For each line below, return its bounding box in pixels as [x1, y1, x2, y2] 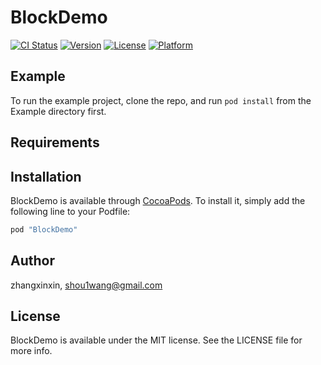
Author [10, 252, 55, 270]
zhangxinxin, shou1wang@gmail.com [10, 279, 163, 291]
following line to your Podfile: [10, 205, 131, 217]
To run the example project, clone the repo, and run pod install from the [10, 94, 312, 106]
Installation [10, 168, 82, 185]
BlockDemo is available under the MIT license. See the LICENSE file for [10, 334, 303, 346]
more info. [10, 345, 53, 357]
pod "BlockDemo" [10, 224, 78, 235]
